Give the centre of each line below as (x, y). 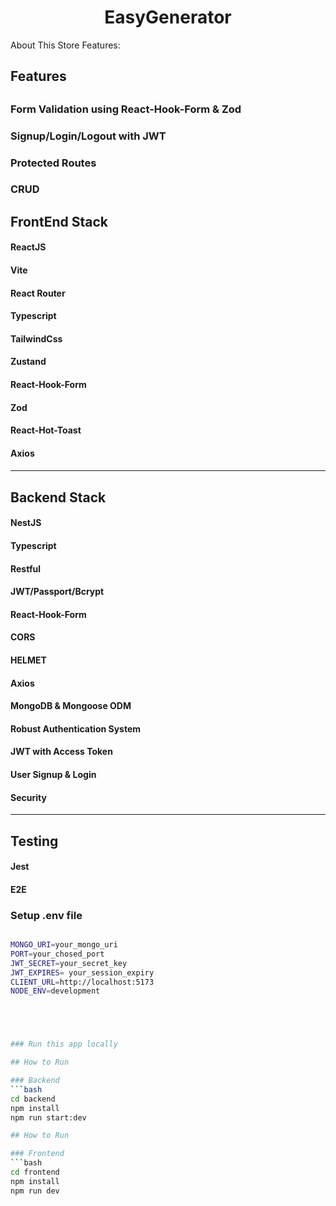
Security (28, 797)
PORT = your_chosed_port (57, 954)
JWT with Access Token (61, 752)
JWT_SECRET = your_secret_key (69, 963)
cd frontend (35, 1172)
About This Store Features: (65, 45)
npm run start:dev (48, 1117)
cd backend (33, 1099)
